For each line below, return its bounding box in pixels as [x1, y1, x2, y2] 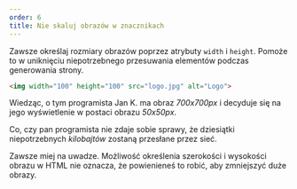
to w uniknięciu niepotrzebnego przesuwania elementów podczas [9, 55, 250, 66]
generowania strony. [9, 64, 84, 75]
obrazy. [9, 169, 37, 180]
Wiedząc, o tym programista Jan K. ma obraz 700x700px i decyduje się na [9, 98, 282, 108]
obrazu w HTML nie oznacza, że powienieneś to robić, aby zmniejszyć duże [9, 161, 286, 171]
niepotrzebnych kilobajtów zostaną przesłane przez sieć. [9, 134, 217, 145]
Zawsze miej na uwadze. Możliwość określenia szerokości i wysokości [9, 151, 268, 161]
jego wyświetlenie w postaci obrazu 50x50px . [9, 107, 177, 118]
